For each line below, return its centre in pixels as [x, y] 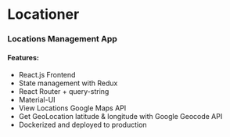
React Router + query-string [64, 92]
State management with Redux [68, 83]
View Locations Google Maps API [72, 108]
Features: [23, 57]
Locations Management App [63, 39]
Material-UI [37, 100]
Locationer [43, 14]
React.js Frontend [47, 75]
